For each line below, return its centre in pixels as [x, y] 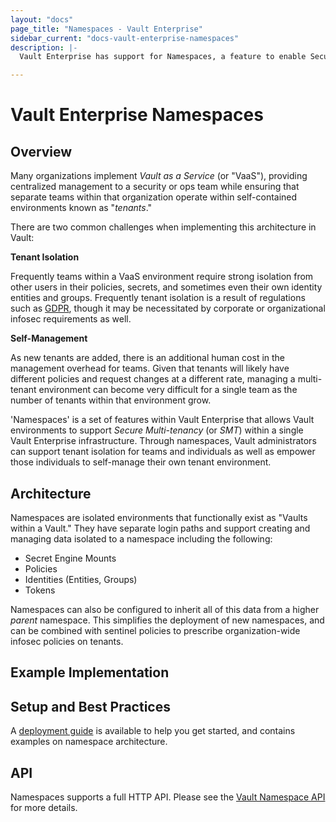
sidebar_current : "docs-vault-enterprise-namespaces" [125, 38]
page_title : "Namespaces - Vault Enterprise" [106, 29]
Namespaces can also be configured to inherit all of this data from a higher [165, 609]
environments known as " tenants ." [81, 208]
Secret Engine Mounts [70, 558]
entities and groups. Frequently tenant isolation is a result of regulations [158, 298]
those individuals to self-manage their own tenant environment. [141, 462]
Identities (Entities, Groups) [81, 579]
